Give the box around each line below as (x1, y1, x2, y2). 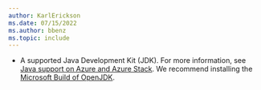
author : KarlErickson (8, 11, 81, 20)
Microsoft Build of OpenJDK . (19, 72, 115, 82)
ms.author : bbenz (8, 26, 67, 34)
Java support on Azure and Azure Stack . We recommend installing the (19, 65, 253, 74)
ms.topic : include (8, 33, 70, 42)
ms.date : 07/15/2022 (8, 19, 78, 27)
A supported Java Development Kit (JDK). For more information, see (19, 56, 247, 65)
